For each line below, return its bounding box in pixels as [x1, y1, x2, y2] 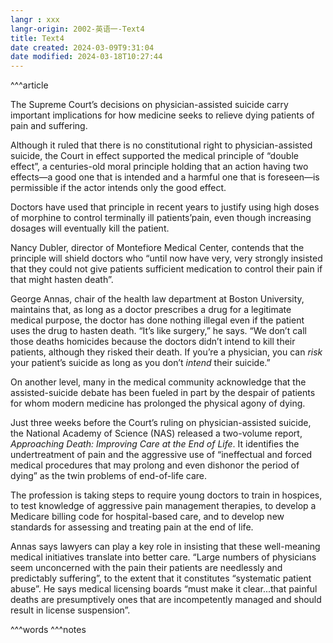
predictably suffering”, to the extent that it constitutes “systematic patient [10, 572, 312, 585]
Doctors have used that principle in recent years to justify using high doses [10, 201, 320, 213]
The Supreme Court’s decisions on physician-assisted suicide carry [10, 99, 289, 111]
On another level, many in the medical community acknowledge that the [10, 376, 307, 388]
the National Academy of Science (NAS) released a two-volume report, [10, 427, 303, 440]
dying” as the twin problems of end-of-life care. [10, 470, 208, 482]
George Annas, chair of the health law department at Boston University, [10, 293, 305, 305]
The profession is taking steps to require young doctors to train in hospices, [10, 489, 323, 501]
